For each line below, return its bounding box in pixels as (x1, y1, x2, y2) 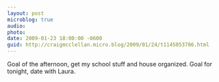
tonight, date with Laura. (7, 67, 76, 75)
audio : (7, 22, 26, 29)
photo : (7, 28, 26, 36)
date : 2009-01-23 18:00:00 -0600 (7, 35, 103, 42)
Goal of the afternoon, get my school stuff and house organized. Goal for (7, 60, 212, 68)
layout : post (7, 9, 44, 17)
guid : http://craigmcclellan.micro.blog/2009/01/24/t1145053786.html (7, 41, 210, 48)
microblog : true (7, 16, 53, 23)
